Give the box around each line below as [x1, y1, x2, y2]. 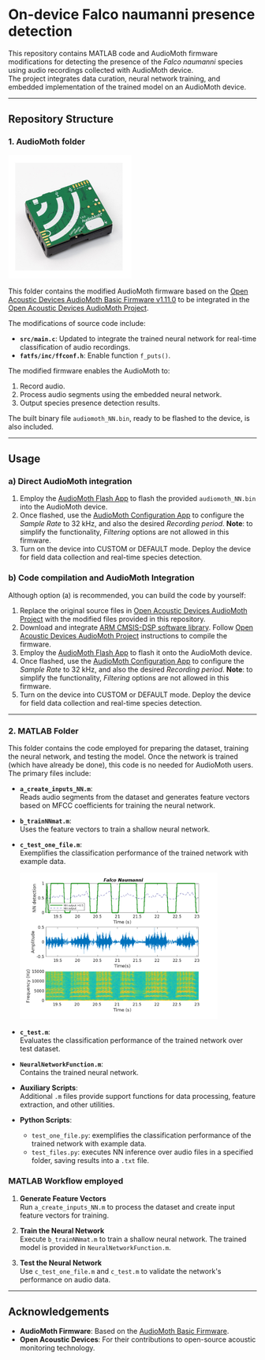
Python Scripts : [19, 1116, 73, 1125]
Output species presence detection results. [19, 398, 160, 407]
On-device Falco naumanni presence [8, 6, 256, 24]
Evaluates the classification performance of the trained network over [19, 1036, 243, 1045]
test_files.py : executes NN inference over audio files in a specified [31, 1147, 254, 1157]
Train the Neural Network [19, 1226, 105, 1235]
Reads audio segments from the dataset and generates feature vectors [19, 792, 250, 801]
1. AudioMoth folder [8, 136, 85, 147]
